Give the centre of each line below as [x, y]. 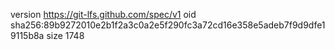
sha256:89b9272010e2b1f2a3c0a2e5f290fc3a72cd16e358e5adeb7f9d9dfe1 [168, 25]
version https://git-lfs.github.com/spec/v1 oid [103, 14]
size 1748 [65, 35]
